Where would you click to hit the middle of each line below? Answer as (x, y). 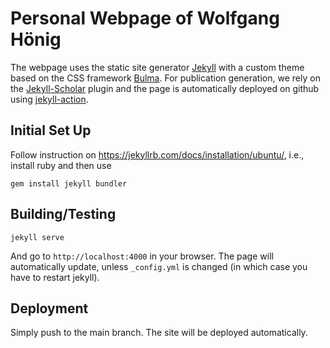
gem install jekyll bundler (69, 183)
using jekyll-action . (49, 99)
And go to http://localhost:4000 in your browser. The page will (142, 256)
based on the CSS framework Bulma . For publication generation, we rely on (165, 78)
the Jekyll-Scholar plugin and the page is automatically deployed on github (165, 88)
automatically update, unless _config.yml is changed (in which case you (159, 266)
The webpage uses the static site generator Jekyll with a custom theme (157, 67)
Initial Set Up (51, 130)
